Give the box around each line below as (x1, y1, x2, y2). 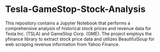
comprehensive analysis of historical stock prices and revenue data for (5, 25, 151, 31)
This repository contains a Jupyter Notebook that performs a (5, 20, 130, 26)
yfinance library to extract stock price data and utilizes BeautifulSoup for (5, 36, 155, 42)
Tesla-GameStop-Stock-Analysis (5, 3, 146, 15)
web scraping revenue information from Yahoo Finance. (5, 41, 120, 47)
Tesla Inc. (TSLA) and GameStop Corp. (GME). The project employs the (5, 30, 152, 36)
